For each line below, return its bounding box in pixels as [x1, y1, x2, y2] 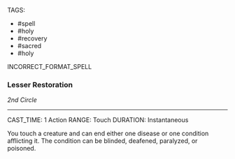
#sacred [17, 42, 42, 50]
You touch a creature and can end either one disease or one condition [7, 129, 209, 138]
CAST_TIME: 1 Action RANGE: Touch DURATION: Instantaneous [7, 116, 189, 124]
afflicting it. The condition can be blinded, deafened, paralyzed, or [7, 137, 198, 145]
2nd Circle [7, 96, 37, 104]
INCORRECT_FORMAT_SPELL [7, 63, 92, 70]
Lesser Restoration [7, 79, 73, 89]
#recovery [17, 34, 48, 43]
